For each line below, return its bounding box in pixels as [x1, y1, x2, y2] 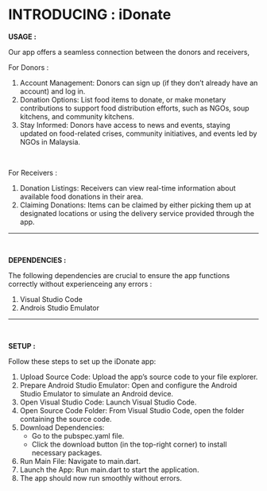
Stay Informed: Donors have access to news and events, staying [19, 120, 230, 130]
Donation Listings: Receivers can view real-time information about [19, 183, 236, 192]
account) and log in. [19, 86, 86, 96]
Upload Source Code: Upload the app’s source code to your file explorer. [19, 372, 258, 381]
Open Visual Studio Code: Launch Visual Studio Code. [19, 397, 197, 407]
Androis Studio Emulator [19, 303, 99, 312]
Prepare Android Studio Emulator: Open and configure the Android [19, 380, 238, 390]
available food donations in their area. [19, 191, 144, 201]
